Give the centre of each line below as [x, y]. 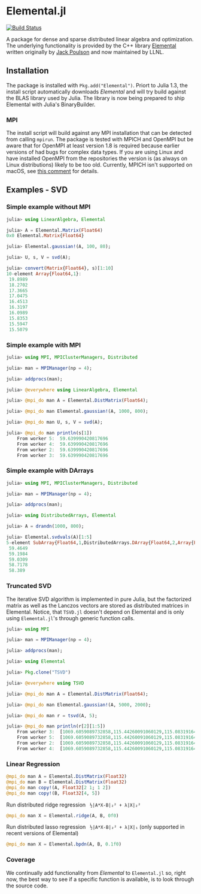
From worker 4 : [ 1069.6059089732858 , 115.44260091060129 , [91, 748]
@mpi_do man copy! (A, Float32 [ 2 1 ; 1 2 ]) [59, 787]
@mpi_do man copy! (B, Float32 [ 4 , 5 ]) [53, 793]
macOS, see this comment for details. [52, 171]
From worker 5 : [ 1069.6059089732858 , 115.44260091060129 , [91, 738]
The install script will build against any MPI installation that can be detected [99, 133]
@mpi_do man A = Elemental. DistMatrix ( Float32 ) [67, 777]
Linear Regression [33, 764]
